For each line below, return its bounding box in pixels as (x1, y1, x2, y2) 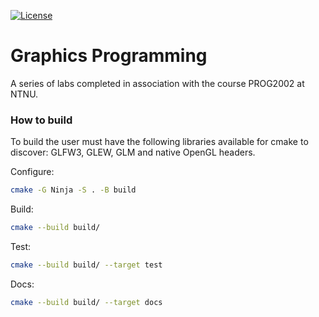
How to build (10, 113, 73, 127)
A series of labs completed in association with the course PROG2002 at (10, 77, 305, 89)
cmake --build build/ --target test (10, 260, 163, 270)
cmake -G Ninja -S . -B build (10, 185, 137, 195)
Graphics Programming (10, 45, 208, 67)
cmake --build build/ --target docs (10, 297, 163, 307)
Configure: (10, 166, 55, 178)
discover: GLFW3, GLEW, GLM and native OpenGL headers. (10, 146, 256, 159)
